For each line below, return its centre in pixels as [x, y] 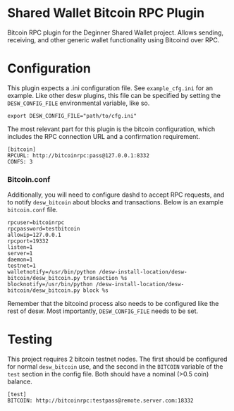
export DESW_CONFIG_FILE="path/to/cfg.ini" [72, 116]
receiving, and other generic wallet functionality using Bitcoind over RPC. [113, 39]
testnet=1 [22, 266]
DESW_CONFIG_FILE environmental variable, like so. [79, 103]
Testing [30, 339]
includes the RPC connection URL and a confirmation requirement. [104, 136]
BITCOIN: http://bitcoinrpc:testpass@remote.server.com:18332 [100, 401]
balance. [20, 381]
